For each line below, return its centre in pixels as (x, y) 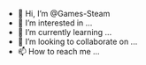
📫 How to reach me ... (58, 51)
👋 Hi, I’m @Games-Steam (64, 14)
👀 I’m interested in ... (55, 23)
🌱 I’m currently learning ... (65, 32)
